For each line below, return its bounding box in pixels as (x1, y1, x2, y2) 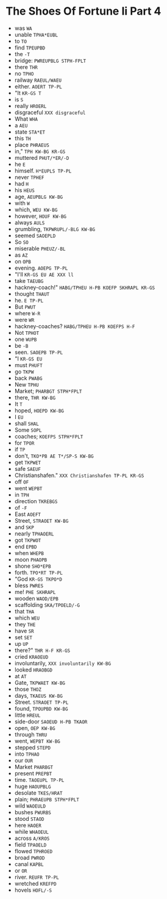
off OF (14, 478, 29, 485)
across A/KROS (14, 834, 50, 842)
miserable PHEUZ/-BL (14, 245, 66, 252)
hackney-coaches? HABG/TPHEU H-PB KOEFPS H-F (14, 322, 135, 330)
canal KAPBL (14, 860, 44, 867)
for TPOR (14, 439, 35, 446)
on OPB (14, 257, 31, 265)
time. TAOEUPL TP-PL (14, 776, 65, 783)
